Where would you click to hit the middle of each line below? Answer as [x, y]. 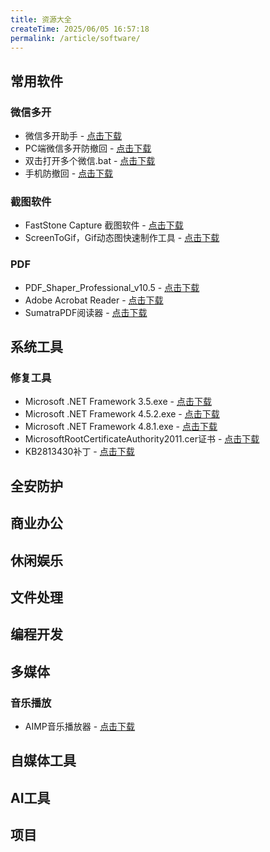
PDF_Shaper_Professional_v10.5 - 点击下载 [112, 287]
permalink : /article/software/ [75, 38]
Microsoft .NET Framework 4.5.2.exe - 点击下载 [122, 414]
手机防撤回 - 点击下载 [69, 173]
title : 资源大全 [41, 19]
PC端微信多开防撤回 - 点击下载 [88, 148]
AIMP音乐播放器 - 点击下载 [80, 726]
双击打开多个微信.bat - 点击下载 [90, 161]
